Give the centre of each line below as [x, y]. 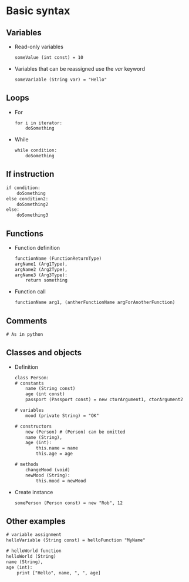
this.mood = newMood [61, 481]
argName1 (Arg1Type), [41, 264]
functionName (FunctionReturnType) [58, 258]
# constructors [33, 426]
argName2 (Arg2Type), [41, 269]
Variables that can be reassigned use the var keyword [80, 68]
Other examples [36, 521]
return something [46, 280]
